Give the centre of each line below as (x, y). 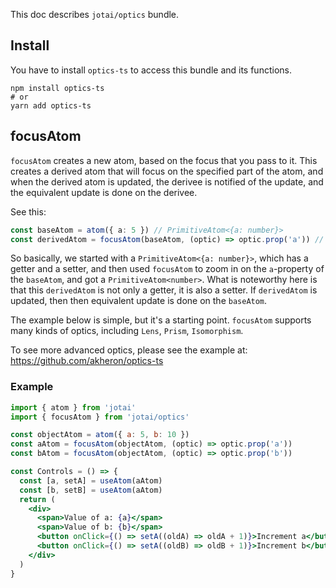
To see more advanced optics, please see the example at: (129, 350)
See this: (28, 211)
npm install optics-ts (57, 88)
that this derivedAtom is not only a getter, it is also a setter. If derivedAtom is (164, 290)
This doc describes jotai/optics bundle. (95, 14)
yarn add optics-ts (51, 105)
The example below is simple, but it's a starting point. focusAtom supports (161, 320)
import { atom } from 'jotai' (73, 407)
